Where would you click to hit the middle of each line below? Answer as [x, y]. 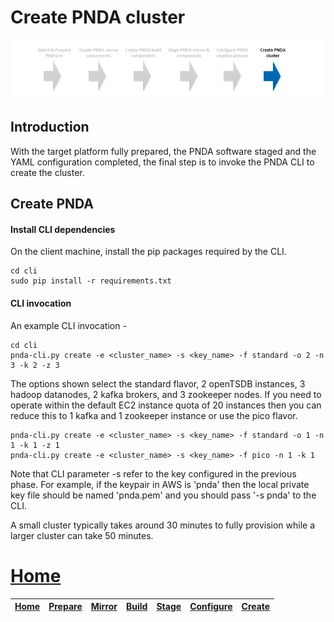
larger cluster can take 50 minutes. [82, 535]
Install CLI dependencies [63, 229]
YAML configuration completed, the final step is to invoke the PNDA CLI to [162, 162]
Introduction [50, 127]
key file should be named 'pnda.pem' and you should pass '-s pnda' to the [163, 495]
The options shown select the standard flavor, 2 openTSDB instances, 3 [158, 383]
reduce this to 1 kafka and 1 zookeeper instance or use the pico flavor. [154, 415]
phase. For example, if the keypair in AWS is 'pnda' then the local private [160, 484]
